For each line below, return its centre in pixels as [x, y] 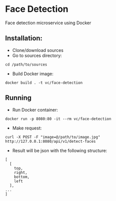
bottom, [22, 177]
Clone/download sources [38, 50]
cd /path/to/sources [26, 64]
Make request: [27, 128]
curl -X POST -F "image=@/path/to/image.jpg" [53, 137]
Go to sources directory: [37, 55]
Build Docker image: [33, 74]
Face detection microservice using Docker [48, 23]
